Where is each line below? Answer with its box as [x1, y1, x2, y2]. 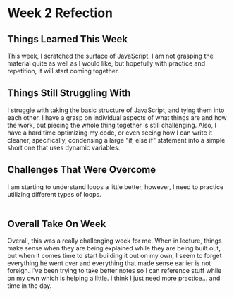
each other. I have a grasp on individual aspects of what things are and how [7, 113, 227, 121]
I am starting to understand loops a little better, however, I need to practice [7, 182, 224, 191]
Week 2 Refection [7, 5, 113, 21]
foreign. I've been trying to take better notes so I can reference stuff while [7, 267, 222, 275]
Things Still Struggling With [7, 87, 131, 99]
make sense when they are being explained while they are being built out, [7, 244, 221, 253]
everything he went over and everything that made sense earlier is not [7, 259, 211, 267]
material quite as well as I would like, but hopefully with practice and [7, 59, 206, 68]
